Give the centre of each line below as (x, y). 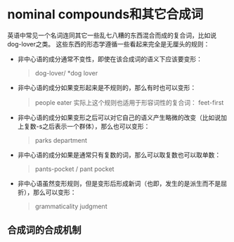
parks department (61, 140)
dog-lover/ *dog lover (66, 73)
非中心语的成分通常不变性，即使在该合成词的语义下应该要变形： (110, 59)
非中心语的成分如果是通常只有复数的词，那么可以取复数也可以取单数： (119, 155)
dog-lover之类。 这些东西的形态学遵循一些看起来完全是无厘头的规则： (109, 44)
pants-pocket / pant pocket (74, 169)
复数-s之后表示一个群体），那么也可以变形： (87, 126)
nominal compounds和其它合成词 (105, 14)
